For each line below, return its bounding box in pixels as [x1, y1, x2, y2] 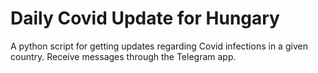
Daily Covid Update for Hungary [10, 7, 280, 30]
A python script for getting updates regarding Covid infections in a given [10, 40, 308, 52]
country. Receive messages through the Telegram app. [10, 50, 237, 62]
